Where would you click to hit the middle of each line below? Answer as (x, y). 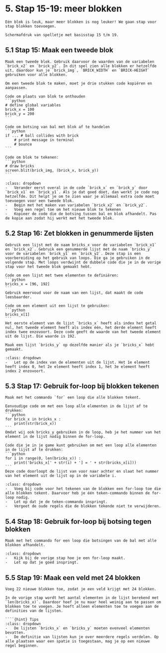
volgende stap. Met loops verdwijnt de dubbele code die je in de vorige (83, 262)
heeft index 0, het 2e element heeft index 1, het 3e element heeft (78, 367)
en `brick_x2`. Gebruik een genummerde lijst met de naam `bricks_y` (79, 249)
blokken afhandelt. (25, 545)
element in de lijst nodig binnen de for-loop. (55, 437)
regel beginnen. (22, 646)
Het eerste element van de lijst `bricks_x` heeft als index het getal (81, 323)
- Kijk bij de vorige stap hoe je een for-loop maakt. (65, 558)
